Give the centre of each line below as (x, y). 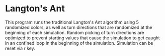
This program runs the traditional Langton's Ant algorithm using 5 (72, 22)
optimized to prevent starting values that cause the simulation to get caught (82, 38)
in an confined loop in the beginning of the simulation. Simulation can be (79, 43)
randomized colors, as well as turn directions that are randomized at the (79, 27)
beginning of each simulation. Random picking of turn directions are (75, 32)
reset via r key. (20, 48)
